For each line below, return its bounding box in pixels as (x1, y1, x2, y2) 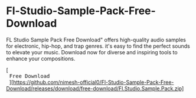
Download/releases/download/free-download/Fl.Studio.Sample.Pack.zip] (6, 84, 184, 92)
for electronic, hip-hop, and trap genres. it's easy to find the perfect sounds (6, 43, 190, 50)
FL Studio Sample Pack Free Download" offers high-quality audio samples (6, 36, 186, 43)
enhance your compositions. (6, 55, 76, 62)
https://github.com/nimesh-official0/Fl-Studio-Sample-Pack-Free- (12, 79, 174, 86)
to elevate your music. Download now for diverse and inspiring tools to (6, 48, 178, 55)
